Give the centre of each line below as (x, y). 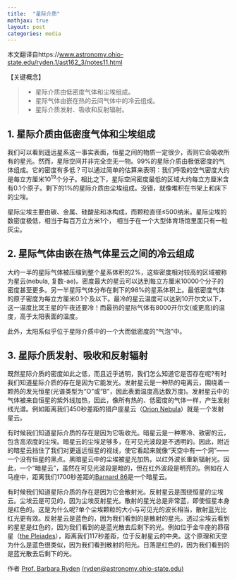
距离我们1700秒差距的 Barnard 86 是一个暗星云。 (101, 477)
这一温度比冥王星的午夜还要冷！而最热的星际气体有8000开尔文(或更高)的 (113, 307)
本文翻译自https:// (34, 54)
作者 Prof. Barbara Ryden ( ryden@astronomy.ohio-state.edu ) (96, 569)
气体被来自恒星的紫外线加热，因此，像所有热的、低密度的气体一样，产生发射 (119, 400)
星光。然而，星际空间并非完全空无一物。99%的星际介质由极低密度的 (119, 161)
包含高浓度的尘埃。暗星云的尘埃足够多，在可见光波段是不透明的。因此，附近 (119, 442)
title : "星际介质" (34, 14)
